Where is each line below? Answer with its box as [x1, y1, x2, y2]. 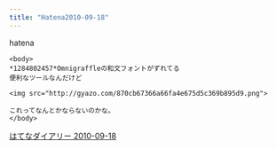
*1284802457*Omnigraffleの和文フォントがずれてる [9, 64, 180, 73]
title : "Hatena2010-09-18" [9, 12, 109, 22]
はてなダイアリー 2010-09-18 [9, 130, 117, 141]
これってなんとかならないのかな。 [9, 106, 115, 115]
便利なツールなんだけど [9, 73, 83, 82]
